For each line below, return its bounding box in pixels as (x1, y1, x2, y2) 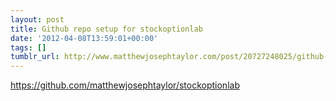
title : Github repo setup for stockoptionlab (10, 24, 203, 34)
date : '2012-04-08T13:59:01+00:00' (10, 33, 159, 43)
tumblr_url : (10, 52, 60, 62)
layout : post (10, 14, 65, 25)
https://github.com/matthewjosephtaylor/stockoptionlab (10, 79, 240, 91)
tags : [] (10, 42, 47, 53)
